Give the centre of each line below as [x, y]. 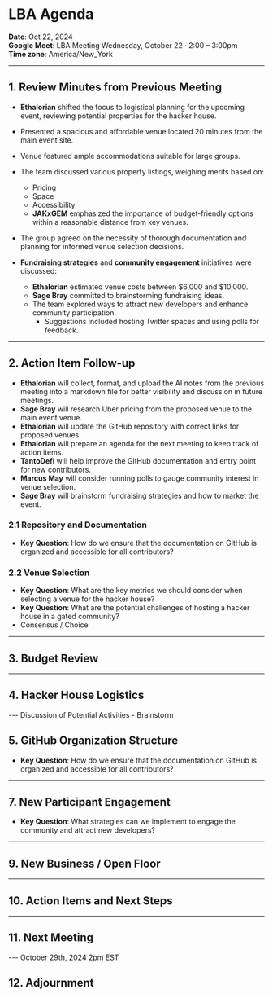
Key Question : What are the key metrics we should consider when [131, 591]
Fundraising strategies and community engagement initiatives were [136, 262]
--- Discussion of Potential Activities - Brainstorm [91, 714]
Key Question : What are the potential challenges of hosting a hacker [135, 608]
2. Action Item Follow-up [72, 363]
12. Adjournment [51, 983]
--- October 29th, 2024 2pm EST [64, 957]
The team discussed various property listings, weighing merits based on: [142, 171]
